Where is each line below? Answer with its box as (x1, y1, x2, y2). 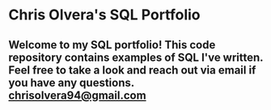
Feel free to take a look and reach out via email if (8, 63, 256, 77)
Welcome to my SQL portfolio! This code (8, 38, 216, 52)
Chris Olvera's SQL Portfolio (8, 6, 201, 24)
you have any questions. (8, 75, 135, 90)
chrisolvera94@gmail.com (8, 88, 147, 102)
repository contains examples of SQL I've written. (8, 50, 264, 64)
